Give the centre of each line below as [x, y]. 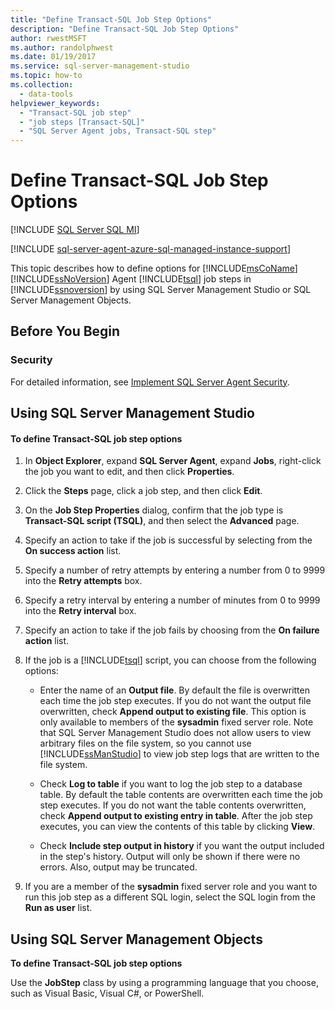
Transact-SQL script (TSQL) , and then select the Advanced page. [162, 521]
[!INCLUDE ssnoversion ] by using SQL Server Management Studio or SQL [161, 290]
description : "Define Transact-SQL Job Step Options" [125, 29]
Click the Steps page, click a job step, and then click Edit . [143, 491]
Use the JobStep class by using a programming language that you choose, [164, 983]
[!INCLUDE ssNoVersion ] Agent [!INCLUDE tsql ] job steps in [131, 279]
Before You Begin [65, 331]
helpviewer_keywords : [55, 103]
